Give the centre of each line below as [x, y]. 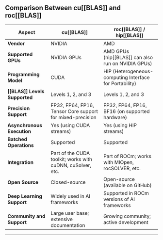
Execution [19, 131]
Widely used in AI [71, 196]
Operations [21, 145]
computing [116, 77]
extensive [62, 219]
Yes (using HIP [120, 125]
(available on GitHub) [128, 185]
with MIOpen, [119, 162]
